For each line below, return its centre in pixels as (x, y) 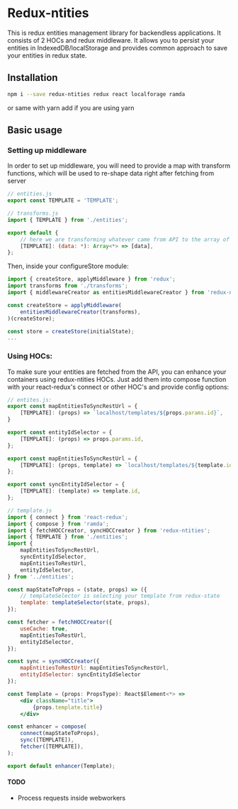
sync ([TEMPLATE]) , (47, 740)
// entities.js (30, 194)
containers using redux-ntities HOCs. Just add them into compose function (117, 379)
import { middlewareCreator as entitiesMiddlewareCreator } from (106, 293)
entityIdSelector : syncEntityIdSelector (80, 675)
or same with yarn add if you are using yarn (71, 107)
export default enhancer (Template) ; (61, 766)
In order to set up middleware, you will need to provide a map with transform (119, 166)
